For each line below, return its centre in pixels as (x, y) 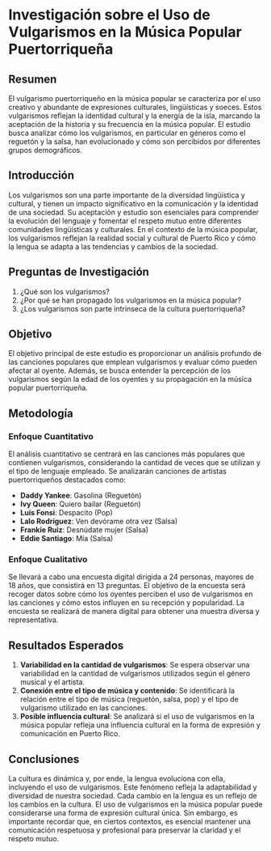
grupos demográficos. (45, 150)
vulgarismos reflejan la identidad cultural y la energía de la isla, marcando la (134, 116)
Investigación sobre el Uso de (110, 15)
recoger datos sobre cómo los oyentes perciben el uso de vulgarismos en (131, 594)
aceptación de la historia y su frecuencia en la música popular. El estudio (129, 124)
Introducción (42, 176)
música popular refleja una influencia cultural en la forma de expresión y (140, 725)
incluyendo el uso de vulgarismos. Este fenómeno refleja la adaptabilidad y (133, 787)
